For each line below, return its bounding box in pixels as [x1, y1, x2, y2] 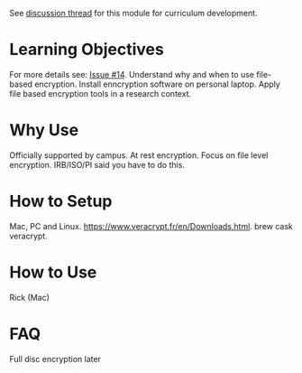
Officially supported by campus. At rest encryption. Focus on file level [9, 149, 269, 161]
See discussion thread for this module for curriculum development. [9, 8, 259, 18]
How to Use [9, 262, 97, 283]
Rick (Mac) [9, 292, 50, 303]
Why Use [9, 120, 79, 141]
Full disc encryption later [9, 353, 102, 364]
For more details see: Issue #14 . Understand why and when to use [9, 69, 255, 79]
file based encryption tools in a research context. [9, 88, 192, 98]
